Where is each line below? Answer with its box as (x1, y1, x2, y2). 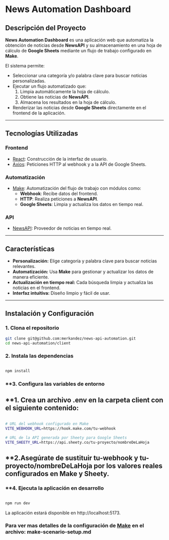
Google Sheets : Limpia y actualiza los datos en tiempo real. (20, 201, 144, 207)
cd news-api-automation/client (5, 341, 71, 346)
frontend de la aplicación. (12, 110, 66, 116)
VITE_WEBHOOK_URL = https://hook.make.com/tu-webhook (5, 426, 116, 431)
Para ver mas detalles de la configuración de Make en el (5, 522, 144, 529)
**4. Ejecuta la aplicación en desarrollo (5, 485, 104, 492)
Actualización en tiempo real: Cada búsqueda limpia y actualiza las (12, 280, 153, 286)
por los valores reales (94, 462, 162, 470)
